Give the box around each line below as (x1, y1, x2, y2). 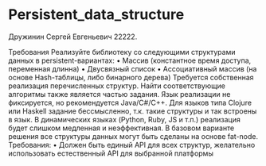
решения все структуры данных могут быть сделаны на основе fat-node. (8, 131, 259, 141)
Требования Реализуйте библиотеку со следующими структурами (8, 47, 236, 56)
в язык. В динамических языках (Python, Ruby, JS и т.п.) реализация (8, 114, 241, 124)
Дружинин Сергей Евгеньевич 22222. (8, 32, 138, 41)
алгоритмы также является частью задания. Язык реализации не (8, 89, 231, 98)
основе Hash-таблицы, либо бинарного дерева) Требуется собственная (8, 72, 254, 82)
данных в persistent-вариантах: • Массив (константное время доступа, (8, 56, 252, 65)
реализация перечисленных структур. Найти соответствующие (8, 81, 225, 91)
